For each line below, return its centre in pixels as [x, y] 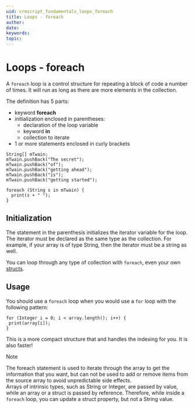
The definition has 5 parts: [38, 101]
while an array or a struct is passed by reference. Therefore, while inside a [95, 393]
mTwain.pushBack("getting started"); [52, 180]
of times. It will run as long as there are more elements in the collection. [92, 90]
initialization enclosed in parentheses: [60, 119]
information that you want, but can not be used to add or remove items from [97, 374]
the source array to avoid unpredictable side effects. [69, 380]
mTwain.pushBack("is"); [35, 175]
